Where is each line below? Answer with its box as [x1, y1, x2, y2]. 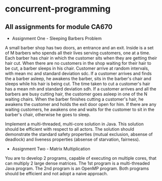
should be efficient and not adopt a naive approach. [5, 171, 108, 176]
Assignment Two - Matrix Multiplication [12, 146, 90, 151]
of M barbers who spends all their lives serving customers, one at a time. [5, 50, 150, 56]
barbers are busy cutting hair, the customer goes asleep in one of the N [5, 91, 147, 97]
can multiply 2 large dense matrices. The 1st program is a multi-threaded [5, 161, 150, 166]
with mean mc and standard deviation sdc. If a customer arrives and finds [5, 71, 152, 76]
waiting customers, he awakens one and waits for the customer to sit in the [5, 106, 155, 112]
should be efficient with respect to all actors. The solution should [5, 126, 134, 132]
